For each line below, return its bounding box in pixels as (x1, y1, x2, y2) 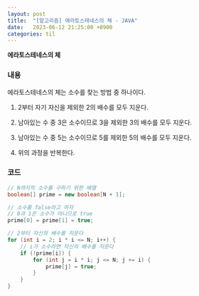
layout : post (7, 10, 46, 18)
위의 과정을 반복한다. (17, 148, 75, 157)
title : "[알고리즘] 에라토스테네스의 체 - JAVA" (7, 17, 138, 24)
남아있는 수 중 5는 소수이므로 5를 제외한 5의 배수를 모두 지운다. (17, 133, 192, 142)
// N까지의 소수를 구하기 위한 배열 (7, 184, 97, 191)
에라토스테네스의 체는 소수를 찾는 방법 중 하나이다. (7, 88, 146, 96)
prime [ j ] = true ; (45, 263, 97, 270)
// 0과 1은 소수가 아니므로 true (7, 211, 93, 218)
